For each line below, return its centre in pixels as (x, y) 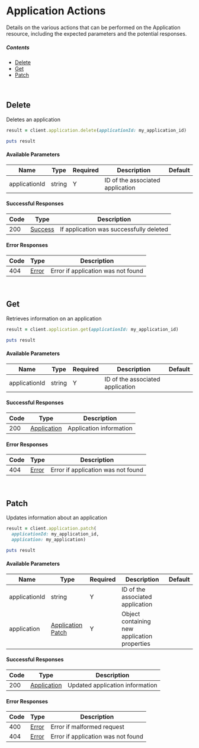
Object (131, 614)
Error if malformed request (87, 727)
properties (136, 643)
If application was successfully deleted (114, 229)
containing (136, 621)
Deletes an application (33, 119)
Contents (18, 47)
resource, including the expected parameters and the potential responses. (97, 33)
